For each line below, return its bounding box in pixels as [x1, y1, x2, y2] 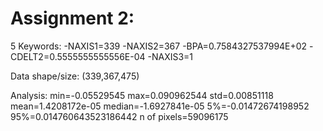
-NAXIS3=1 [147, 50, 194, 62]
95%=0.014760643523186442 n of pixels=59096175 [10, 110, 229, 122]
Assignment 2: [10, 7, 135, 30]
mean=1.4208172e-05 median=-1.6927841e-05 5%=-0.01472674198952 [10, 100, 310, 112]
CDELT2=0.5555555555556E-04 [10, 50, 146, 62]
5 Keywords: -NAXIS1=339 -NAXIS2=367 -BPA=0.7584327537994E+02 [10, 40, 308, 52]
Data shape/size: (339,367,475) [10, 70, 140, 82]
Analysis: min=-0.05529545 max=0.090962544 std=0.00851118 [10, 89, 274, 101]
